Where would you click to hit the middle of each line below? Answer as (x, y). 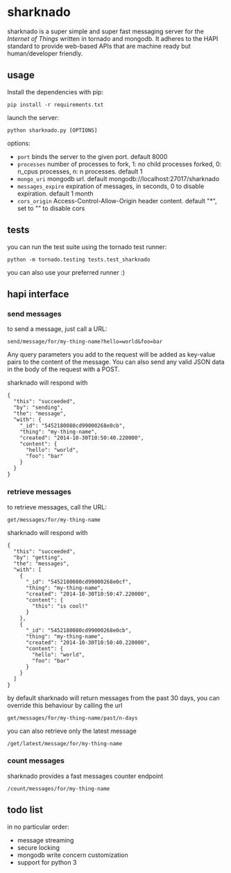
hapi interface (38, 294)
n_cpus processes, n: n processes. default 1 (80, 171)
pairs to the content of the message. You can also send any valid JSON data (116, 362)
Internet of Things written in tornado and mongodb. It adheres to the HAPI (113, 38)
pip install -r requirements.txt (55, 105)
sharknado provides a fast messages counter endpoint (85, 776)
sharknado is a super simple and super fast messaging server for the (106, 31)
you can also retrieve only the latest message (72, 731)
